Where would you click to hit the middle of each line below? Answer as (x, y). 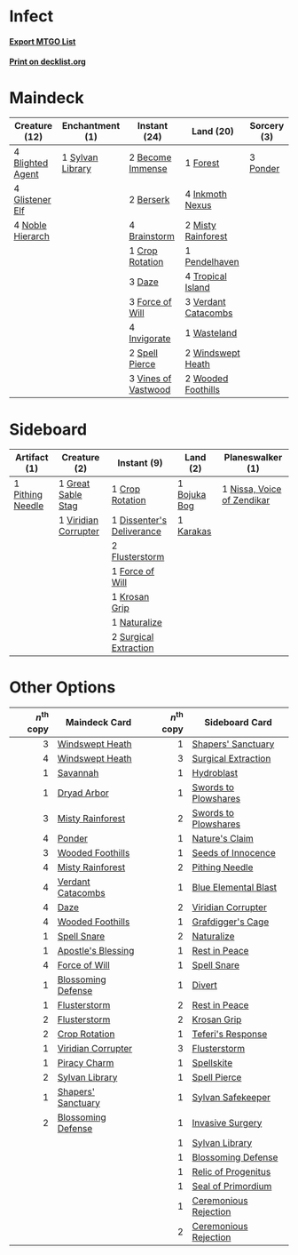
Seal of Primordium (232, 1186)
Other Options (63, 687)
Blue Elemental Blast (235, 887)
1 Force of (133, 572)
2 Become (150, 157)
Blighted (31, 164)
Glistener (32, 200)
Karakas (194, 532)
